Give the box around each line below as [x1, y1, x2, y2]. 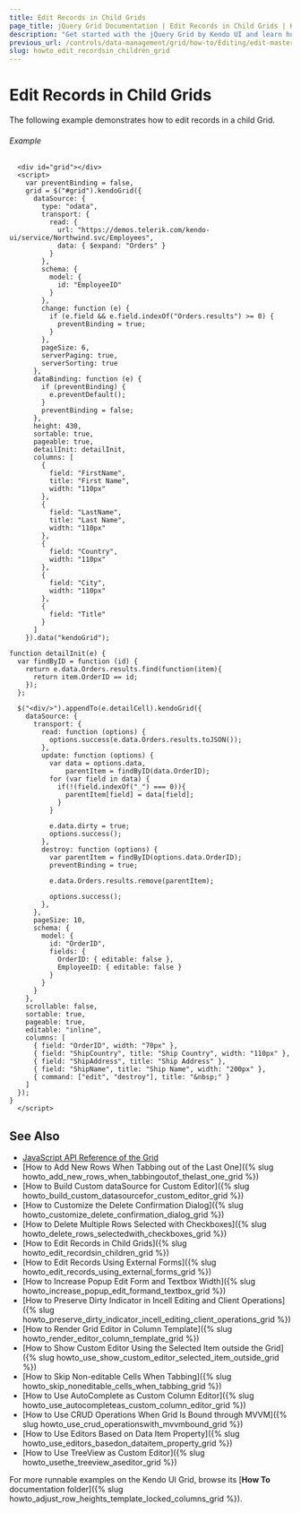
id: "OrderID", [48, 939, 106, 948]
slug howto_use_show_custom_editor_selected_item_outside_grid [39, 1353, 279, 1363]
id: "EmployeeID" [56, 281, 123, 290]
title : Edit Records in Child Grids [9, 13, 146, 22]
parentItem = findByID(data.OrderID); [65, 767, 211, 776]
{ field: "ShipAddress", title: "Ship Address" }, [32, 1057, 227, 1067]
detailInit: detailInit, [32, 445, 126, 454]
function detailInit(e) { [9, 649, 106, 659]
